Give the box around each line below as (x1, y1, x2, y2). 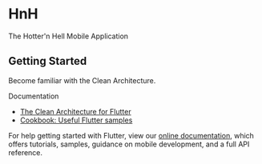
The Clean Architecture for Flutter (19, 106, 131, 116)
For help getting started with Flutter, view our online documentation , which (8, 130, 255, 140)
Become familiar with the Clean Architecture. (8, 75, 156, 85)
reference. (8, 147, 42, 157)
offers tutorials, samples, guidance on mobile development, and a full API (8, 139, 250, 149)
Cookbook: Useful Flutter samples (19, 115, 133, 125)
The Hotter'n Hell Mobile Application (8, 31, 129, 41)
